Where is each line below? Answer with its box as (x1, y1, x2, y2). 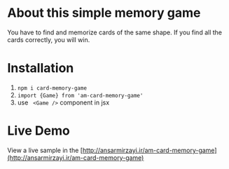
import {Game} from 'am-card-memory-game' (17, 92, 144, 99)
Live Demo (7, 123, 70, 139)
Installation (7, 60, 74, 76)
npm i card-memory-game (17, 84, 88, 92)
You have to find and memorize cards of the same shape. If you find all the (7, 28, 223, 36)
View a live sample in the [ (7, 146, 83, 154)
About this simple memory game (7, 5, 201, 21)
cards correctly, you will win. (7, 35, 90, 43)
